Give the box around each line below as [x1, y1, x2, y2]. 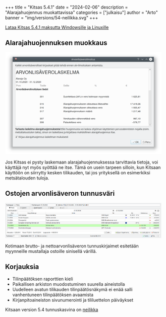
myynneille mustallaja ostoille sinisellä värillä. [5, 248, 97, 254]
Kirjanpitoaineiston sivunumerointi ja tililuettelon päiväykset [12, 297, 134, 303]
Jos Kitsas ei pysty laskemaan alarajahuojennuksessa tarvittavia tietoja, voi [5, 159, 159, 165]
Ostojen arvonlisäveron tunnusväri [5, 189, 115, 198]
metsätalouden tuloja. [5, 175, 50, 181]
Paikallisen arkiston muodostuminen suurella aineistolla [12, 281, 125, 287]
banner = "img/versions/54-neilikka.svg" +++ [5, 15, 98, 20]
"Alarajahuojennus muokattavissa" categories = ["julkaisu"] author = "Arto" [5, 9, 158, 15]
